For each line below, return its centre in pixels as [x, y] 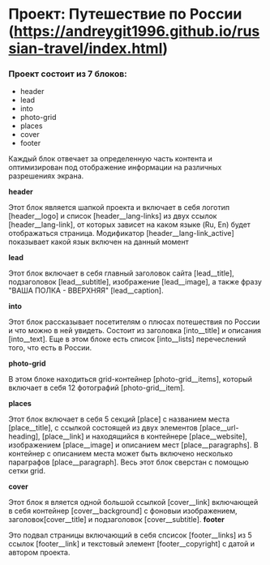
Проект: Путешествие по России [125, 14]
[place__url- [219, 428]
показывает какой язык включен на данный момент [99, 242]
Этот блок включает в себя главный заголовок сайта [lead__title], [122, 273]
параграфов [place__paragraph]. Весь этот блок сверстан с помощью [129, 462]
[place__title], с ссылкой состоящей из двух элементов [103, 428]
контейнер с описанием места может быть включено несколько [121, 454]
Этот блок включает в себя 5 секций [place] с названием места [119, 419]
